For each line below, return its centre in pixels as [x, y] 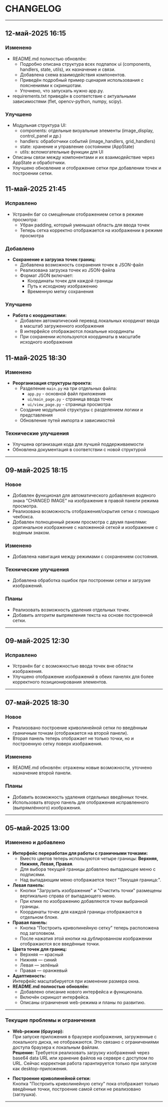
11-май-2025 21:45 [36, 189]
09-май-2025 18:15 [36, 470]
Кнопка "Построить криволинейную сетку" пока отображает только [85, 1083]
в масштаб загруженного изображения [62, 326]
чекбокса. [23, 516]
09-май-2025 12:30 [37, 641]
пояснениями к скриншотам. [51, 85]
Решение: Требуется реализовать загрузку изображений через [81, 1052]
